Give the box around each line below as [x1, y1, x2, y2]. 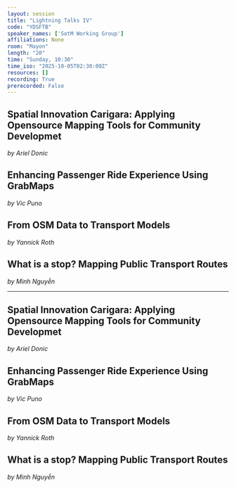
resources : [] [7, 69, 49, 76]
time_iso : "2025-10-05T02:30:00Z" [7, 63, 109, 70]
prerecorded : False [7, 82, 65, 89]
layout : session [7, 10, 55, 18]
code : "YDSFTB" [7, 23, 52, 30]
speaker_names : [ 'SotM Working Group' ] [7, 30, 124, 37]
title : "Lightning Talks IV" [7, 17, 93, 24]
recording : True [7, 75, 55, 83]
